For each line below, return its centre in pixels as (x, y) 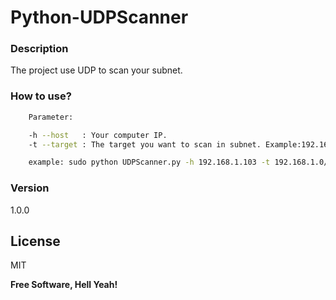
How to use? (41, 96)
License (35, 241)
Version (30, 188)
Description (39, 49)
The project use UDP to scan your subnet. (96, 70)
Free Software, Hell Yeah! (64, 285)
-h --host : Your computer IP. (98, 135)
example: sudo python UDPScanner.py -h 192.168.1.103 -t (149, 162)
